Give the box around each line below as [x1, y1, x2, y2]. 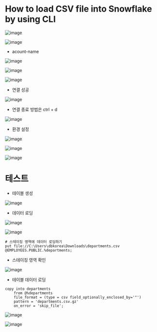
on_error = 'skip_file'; [14, 303, 64, 308]
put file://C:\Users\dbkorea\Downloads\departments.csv [5, 244, 120, 249]
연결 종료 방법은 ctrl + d [12, 106, 57, 112]
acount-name [12, 49, 39, 54]
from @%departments [14, 290, 53, 296]
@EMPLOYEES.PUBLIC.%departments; [5, 248, 72, 253]
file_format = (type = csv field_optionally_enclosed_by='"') [14, 295, 142, 299]
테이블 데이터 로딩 [12, 277, 46, 282]
